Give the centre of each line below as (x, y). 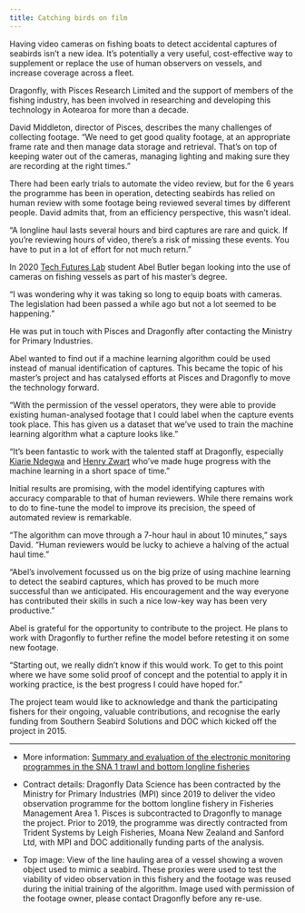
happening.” (32, 313)
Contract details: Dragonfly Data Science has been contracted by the (152, 784)
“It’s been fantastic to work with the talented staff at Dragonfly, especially (147, 452)
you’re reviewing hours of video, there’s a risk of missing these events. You (149, 239)
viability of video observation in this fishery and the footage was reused (157, 878)
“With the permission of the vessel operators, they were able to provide (143, 404)
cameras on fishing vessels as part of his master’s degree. (118, 276)
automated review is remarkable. (70, 517)
